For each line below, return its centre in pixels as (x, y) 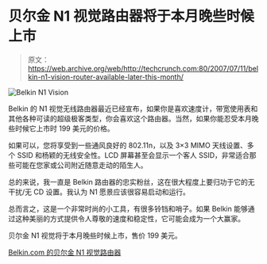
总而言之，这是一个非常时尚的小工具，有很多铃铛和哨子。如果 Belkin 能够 (128, 209)
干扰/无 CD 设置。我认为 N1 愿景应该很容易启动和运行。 (99, 192)
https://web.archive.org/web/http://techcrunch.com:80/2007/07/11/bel (143, 68)
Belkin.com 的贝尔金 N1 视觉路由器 (65, 252)
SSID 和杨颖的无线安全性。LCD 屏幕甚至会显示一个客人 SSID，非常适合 (133, 155)
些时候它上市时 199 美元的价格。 (61, 128)
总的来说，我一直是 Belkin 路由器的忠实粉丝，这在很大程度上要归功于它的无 (132, 182)
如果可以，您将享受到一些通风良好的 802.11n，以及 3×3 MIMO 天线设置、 (128, 145)
